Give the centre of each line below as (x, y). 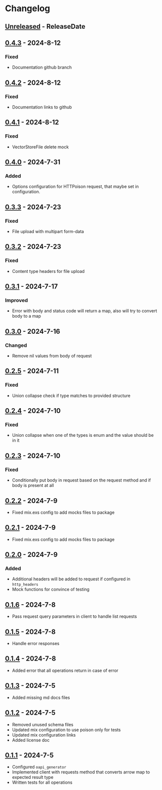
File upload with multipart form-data (48, 232)
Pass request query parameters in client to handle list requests (74, 616)
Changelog (28, 9)
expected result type (33, 777)
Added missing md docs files (41, 697)
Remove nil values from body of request (52, 356)
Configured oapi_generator (39, 767)
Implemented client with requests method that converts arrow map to (81, 772)
